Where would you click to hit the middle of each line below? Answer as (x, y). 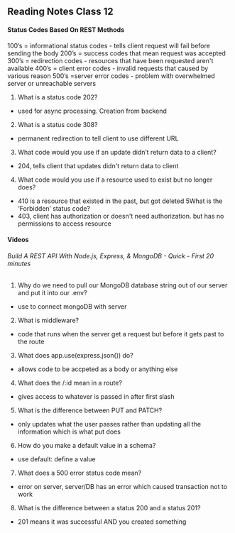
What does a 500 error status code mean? (80, 473)
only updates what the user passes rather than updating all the (109, 424)
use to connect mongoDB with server (72, 307)
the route (31, 342)
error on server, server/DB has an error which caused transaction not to (122, 487)
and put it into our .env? (52, 293)
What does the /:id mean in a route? (70, 383)
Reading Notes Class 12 (60, 12)
